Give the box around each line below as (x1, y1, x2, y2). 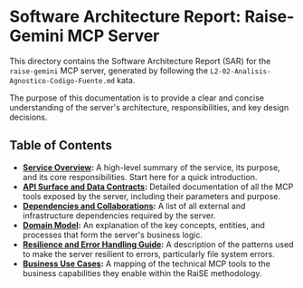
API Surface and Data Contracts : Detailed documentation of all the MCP (22, 181, 294, 192)
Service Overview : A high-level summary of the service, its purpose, (22, 161, 280, 173)
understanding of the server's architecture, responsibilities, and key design (9, 101, 289, 112)
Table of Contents (9, 138, 113, 153)
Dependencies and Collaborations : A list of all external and (22, 200, 246, 211)
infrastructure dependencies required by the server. (22, 210, 216, 221)
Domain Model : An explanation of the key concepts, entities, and (22, 219, 265, 230)
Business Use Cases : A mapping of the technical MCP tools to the (22, 258, 271, 269)
